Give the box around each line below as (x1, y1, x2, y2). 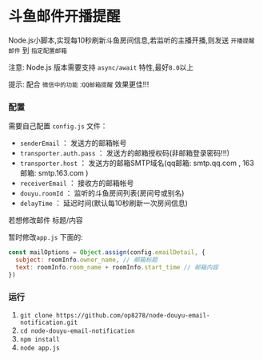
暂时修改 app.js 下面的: (8, 233, 83, 242)
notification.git (19, 318, 78, 327)
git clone (19, 312, 54, 320)
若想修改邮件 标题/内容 (8, 216, 83, 225)
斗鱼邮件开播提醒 (8, 7, 122, 26)
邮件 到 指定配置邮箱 (8, 45, 68, 55)
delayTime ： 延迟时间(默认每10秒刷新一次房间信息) (19, 198, 188, 208)
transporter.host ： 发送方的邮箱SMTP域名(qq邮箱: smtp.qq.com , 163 (19, 158, 254, 168)
